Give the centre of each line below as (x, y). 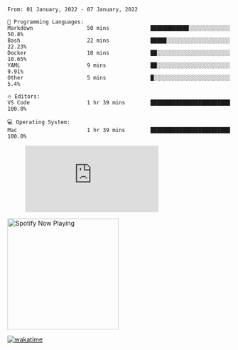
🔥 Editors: (24, 97)
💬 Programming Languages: (45, 22)
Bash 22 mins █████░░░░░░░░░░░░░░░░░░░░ (119, 40)
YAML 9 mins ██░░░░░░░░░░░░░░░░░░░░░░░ (119, 65)
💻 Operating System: (39, 122)
